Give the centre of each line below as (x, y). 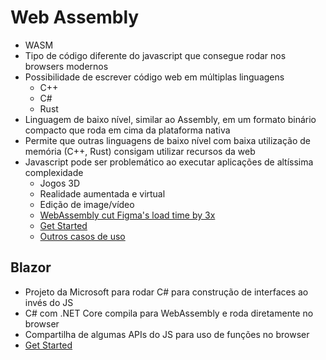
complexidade (54, 172)
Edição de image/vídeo (87, 204)
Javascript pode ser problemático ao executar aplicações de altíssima (169, 162)
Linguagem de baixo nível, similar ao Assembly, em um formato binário (170, 119)
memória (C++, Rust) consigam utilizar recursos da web (140, 151)
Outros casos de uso (82, 236)
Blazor (31, 267)
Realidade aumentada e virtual (102, 193)
